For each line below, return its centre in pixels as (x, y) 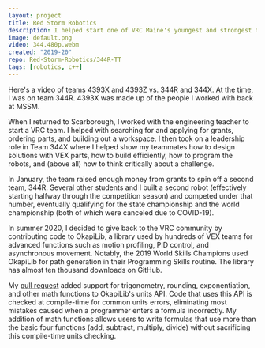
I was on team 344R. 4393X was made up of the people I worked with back (131, 98)
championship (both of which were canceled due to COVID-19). (111, 212)
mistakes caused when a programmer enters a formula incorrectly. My (122, 310)
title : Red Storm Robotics (52, 23)
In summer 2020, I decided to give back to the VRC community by (115, 228)
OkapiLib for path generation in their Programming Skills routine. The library (131, 261)
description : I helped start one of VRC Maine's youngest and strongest (130, 30)
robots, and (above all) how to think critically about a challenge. (111, 164)
